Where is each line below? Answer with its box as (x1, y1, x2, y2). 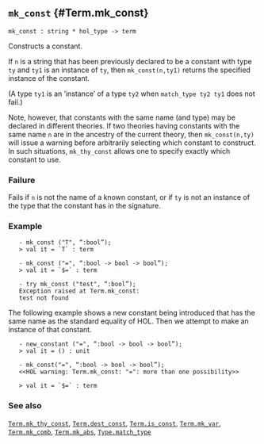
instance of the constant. (8, 73, 90, 82)
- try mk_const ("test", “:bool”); (18, 281, 136, 289)
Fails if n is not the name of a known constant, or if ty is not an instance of (8, 193, 251, 202)
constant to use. (8, 155, 61, 164)
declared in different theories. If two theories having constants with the (8, 121, 240, 130)
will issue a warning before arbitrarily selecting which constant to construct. (8, 138, 256, 147)
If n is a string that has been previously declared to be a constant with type (8, 56, 252, 66)
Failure (8, 174, 36, 186)
